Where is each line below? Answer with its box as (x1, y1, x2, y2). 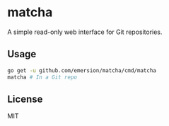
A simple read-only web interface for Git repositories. (7, 28, 163, 36)
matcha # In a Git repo (7, 74, 78, 81)
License (7, 93, 43, 105)
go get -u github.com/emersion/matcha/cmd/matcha (7, 67, 157, 74)
